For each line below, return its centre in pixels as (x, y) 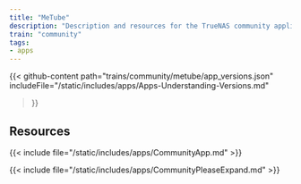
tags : (19, 42)
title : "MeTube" (39, 17)
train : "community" (46, 34)
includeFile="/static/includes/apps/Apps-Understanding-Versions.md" (139, 86)
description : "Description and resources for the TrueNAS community (140, 26)
